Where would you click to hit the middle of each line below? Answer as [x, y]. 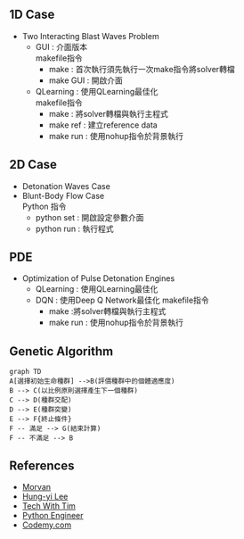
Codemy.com [47, 525]
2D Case [33, 165]
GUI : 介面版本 [61, 46]
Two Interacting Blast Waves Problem [90, 36]
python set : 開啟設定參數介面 [89, 217]
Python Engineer [53, 516]
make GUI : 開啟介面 [85, 80]
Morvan [37, 487]
